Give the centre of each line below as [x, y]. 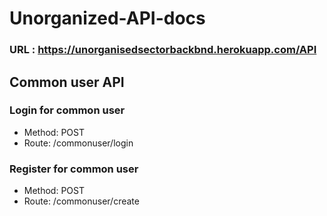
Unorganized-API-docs [107, 18]
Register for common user [74, 169]
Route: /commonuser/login [78, 143]
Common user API [67, 82]
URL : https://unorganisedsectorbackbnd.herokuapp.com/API [163, 50]
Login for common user [67, 110]
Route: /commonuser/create [81, 201]
